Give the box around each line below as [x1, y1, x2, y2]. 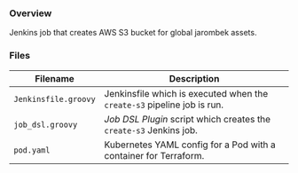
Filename [35, 72, 75, 84]
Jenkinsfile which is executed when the [104, 87, 269, 99]
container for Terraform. [104, 149, 205, 161]
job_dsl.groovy [13, 119, 78, 130]
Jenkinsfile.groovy [13, 94, 96, 104]
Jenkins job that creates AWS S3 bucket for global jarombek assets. [9, 28, 257, 38]
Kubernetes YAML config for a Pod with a [104, 138, 277, 151]
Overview [9, 7, 52, 20]
